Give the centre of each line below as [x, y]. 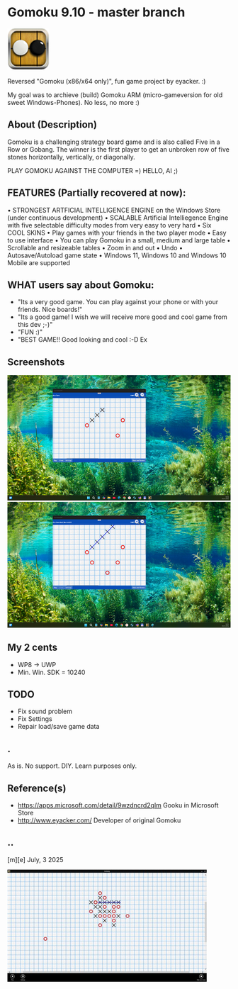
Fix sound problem [45, 711]
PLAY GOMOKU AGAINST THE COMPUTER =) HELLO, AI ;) [93, 170]
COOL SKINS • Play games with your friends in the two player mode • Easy [117, 233]
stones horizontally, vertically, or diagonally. [72, 157]
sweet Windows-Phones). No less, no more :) [74, 102]
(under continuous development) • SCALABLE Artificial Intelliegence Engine [118, 218]
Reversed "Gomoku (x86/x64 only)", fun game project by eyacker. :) [107, 81]
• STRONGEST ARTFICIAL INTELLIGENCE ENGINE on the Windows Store [114, 210]
